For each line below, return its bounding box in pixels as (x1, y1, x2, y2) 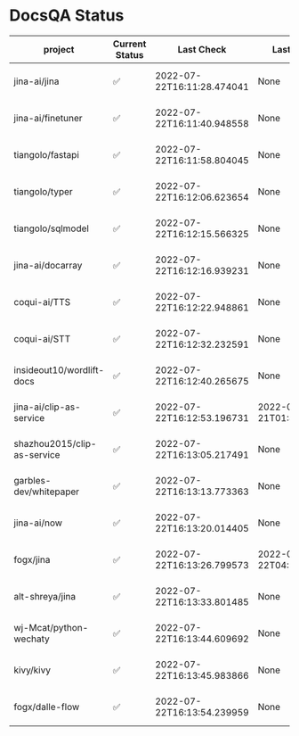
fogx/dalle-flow (13, 700, 80, 713)
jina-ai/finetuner (13, 112, 83, 124)
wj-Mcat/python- (13, 621, 89, 633)
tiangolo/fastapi (13, 148, 80, 161)
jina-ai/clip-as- (13, 401, 82, 413)
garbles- (13, 474, 52, 486)
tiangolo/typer (13, 185, 73, 197)
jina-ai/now (13, 517, 63, 529)
